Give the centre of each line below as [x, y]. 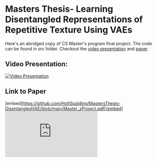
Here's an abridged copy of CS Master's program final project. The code [79, 43]
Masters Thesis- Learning [59, 9]
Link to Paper [26, 92]
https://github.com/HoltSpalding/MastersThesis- [71, 103]
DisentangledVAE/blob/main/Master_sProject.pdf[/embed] [64, 108]
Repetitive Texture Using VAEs [69, 30]
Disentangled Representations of [74, 19]
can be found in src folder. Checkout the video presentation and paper [77, 49]
